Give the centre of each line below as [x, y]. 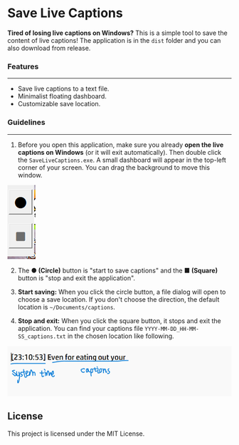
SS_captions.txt [42, 337]
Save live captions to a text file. [63, 89]
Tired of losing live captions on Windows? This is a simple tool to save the [117, 33]
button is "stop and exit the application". [76, 278]
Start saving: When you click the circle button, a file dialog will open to [122, 292]
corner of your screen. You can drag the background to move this [114, 167]
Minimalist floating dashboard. [62, 96]
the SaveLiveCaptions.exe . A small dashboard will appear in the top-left [122, 160]
